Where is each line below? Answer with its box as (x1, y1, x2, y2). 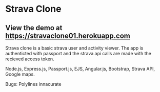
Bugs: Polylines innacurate (5, 81, 62, 87)
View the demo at (5, 24, 63, 32)
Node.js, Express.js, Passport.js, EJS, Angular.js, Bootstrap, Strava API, (5, 66, 155, 72)
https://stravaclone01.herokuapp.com (5, 31, 131, 40)
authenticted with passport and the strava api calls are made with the (5, 51, 151, 56)
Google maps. (5, 71, 35, 77)
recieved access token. (5, 56, 55, 62)
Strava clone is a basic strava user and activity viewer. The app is (5, 45, 144, 51)
